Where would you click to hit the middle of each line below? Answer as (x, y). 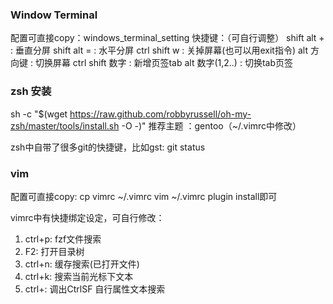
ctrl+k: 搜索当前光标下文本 (79, 276)
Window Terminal (54, 15)
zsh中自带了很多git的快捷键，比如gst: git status (108, 147)
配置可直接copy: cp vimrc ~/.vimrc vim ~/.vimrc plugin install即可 (144, 196)
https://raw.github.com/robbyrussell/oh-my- (160, 114)
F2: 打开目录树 (54, 251)
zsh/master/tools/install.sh (65, 125)
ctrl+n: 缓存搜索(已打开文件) (82, 264)
